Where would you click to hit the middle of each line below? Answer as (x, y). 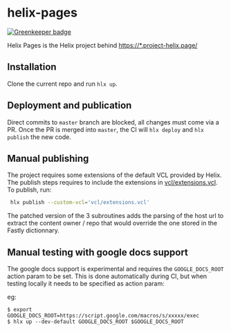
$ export (20, 310)
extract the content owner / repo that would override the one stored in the (112, 223)
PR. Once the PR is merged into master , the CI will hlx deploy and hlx (105, 129)
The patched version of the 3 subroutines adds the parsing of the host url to (115, 216)
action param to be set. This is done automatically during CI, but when (107, 276)
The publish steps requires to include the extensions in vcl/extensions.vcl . (112, 183)
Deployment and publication (70, 105)
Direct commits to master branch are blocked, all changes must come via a (113, 122)
